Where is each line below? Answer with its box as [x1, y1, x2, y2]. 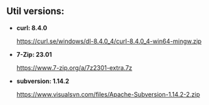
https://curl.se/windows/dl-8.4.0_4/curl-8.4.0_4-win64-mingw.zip [16, 37, 202, 45]
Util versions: [6, 5, 64, 17]
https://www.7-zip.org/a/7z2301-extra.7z [16, 63, 133, 71]
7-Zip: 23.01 [16, 50, 52, 58]
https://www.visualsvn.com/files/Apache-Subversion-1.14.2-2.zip [16, 90, 200, 98]
